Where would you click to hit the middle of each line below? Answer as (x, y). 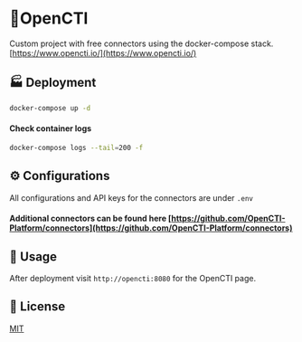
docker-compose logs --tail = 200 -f (76, 147)
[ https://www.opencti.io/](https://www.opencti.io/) (103, 52)
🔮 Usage (33, 256)
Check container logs (51, 128)
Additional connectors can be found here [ (90, 218)
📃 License (38, 307)
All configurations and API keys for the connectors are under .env (131, 197)
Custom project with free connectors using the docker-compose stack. (142, 43)
